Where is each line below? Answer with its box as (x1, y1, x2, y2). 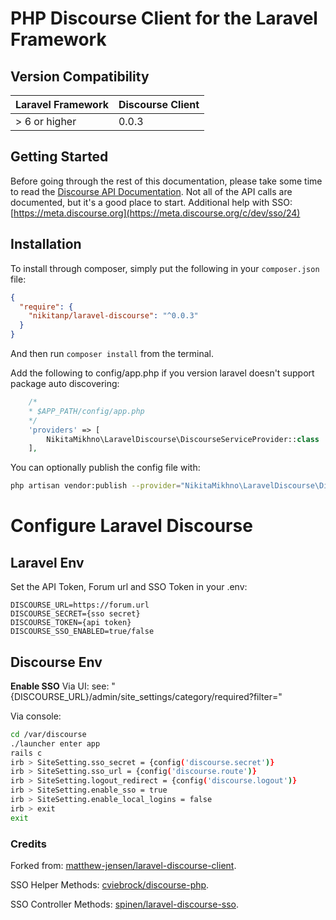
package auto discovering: (10, 378, 120, 389)
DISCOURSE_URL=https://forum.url (10, 600, 150, 611)
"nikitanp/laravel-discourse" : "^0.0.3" (28, 311, 199, 321)
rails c (10, 748, 43, 758)
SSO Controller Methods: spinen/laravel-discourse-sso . (10, 898, 240, 910)
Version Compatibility (10, 68, 150, 85)
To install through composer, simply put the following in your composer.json (10, 262, 320, 274)
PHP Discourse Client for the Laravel (10, 7, 318, 30)
